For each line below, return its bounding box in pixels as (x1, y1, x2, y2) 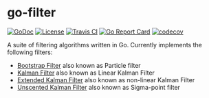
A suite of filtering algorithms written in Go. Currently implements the (7, 40, 203, 49)
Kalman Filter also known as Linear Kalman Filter (16, 69, 155, 77)
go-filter (7, 5, 56, 21)
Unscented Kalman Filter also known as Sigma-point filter (16, 83, 181, 91)
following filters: (7, 48, 53, 56)
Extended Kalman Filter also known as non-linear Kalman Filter (16, 75, 195, 84)
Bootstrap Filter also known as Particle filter (16, 61, 141, 69)
